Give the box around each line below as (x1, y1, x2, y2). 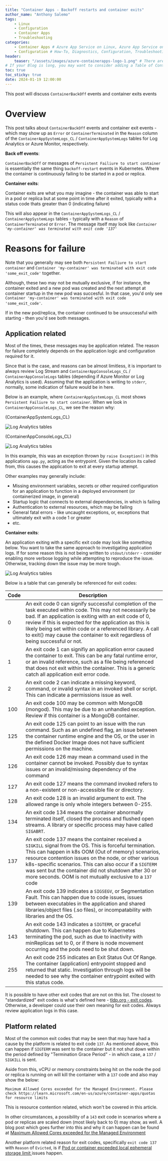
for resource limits (5, 1096, 48, 1101)
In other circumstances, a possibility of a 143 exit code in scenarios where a (5, 1114, 161, 1120)
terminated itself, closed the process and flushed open (25, 815, 154, 822)
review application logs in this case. (5, 1008, 79, 1014)
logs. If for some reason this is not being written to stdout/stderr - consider (5, 550, 161, 556)
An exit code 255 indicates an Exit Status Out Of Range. (25, 954, 156, 961)
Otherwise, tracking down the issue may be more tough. (5, 561, 121, 567)
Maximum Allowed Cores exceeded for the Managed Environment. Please (5, 1087, 153, 1092)
